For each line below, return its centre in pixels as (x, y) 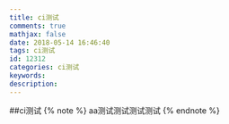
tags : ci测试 (32, 51)
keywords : (28, 76)
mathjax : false (38, 34)
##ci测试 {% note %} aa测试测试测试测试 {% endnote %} (114, 110)
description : (34, 84)
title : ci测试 (35, 17)
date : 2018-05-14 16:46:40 (60, 42)
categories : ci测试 (44, 68)
